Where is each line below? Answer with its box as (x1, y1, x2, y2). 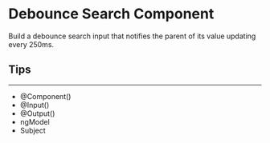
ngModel (19, 117, 50, 126)
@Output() (19, 109, 55, 118)
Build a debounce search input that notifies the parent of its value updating (8, 31, 256, 41)
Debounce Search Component (8, 5, 215, 23)
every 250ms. (8, 39, 55, 49)
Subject (19, 125, 46, 135)
